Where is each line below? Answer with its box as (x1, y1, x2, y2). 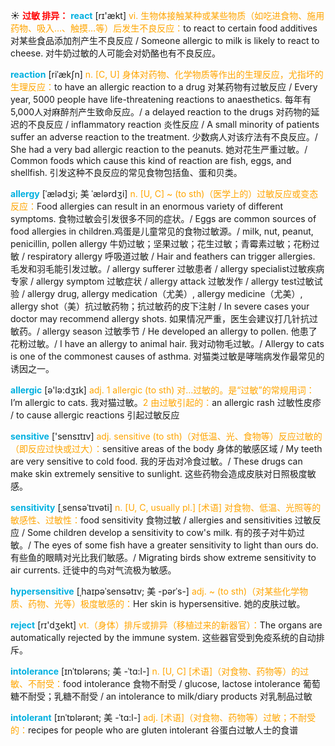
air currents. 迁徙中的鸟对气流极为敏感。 (10, 564, 177, 576)
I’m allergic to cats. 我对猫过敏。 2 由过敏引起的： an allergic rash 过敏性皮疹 (10, 397, 322, 408)
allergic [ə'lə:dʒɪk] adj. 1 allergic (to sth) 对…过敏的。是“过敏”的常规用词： (10, 384, 315, 396)
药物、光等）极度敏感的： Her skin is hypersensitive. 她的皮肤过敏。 (27, 598, 306, 609)
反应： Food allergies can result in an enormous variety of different (10, 200, 284, 212)
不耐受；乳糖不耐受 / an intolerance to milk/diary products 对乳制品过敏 (18, 690, 313, 702)
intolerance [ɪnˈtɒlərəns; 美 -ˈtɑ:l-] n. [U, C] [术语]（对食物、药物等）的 (10, 665, 301, 677)
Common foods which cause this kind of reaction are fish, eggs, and (10, 155, 292, 166)
